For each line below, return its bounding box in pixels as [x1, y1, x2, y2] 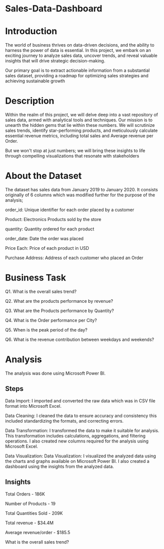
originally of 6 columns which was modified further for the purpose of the [5, 192, 155, 198]
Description [5, 95, 55, 107]
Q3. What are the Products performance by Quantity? [5, 308, 114, 314]
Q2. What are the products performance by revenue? [5, 298, 113, 304]
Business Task [5, 272, 66, 283]
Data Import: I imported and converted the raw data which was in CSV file [5, 397, 156, 404]
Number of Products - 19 [5, 500, 56, 506]
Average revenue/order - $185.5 [5, 529, 70, 535]
